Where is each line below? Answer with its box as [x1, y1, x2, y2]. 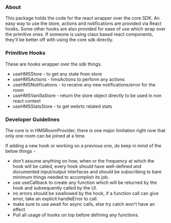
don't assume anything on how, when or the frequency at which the [12, 157, 155, 164]
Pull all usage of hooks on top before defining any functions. [12, 212, 139, 218]
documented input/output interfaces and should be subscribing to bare [12, 169, 162, 175]
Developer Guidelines [5, 116, 60, 123]
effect [12, 206, 25, 212]
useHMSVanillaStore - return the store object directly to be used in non [12, 92, 162, 99]
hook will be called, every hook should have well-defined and [12, 163, 141, 169]
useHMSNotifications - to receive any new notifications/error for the [12, 81, 156, 87]
